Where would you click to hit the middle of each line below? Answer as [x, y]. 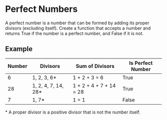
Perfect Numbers [42, 9]
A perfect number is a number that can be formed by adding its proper [77, 23]
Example [19, 49]
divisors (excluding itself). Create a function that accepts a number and [78, 28]
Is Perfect [141, 63]
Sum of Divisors [95, 66]
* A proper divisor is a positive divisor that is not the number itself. [73, 112]
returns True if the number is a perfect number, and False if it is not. [75, 33]
